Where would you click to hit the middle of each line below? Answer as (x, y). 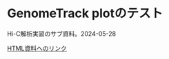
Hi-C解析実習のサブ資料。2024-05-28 (61, 34)
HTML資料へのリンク (37, 48)
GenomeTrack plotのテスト (85, 13)
